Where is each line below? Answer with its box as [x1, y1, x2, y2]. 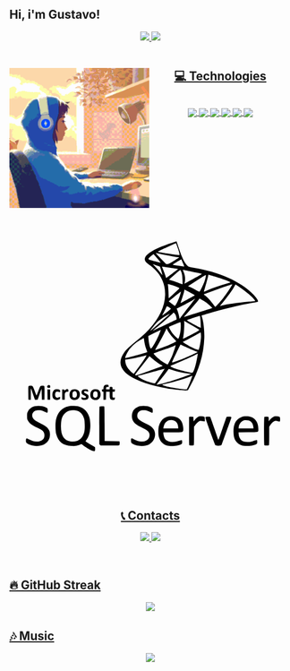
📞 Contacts [120, 508, 181, 523]
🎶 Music [9, 629, 55, 644]
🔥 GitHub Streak [9, 578, 101, 593]
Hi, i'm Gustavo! [9, 7, 101, 22]
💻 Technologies [174, 69, 267, 84]
